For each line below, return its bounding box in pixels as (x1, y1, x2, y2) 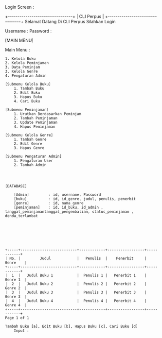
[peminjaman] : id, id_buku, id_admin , (14, 205, 104, 210)
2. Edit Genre (14, 141, 42, 146)
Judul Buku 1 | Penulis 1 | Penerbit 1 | (26, 273, 147, 278)
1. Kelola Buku (5, 56, 36, 61)
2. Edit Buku (14, 90, 40, 95)
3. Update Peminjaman (14, 120, 57, 125)
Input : (14, 328, 29, 333)
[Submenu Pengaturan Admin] (5, 154, 62, 159)
